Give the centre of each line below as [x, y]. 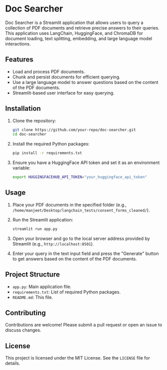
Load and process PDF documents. [49, 71]
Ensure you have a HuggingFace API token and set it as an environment [86, 162]
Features [19, 60]
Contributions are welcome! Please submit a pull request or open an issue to [84, 325]
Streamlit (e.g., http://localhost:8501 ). [53, 243]
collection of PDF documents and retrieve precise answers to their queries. [82, 27]
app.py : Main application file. [42, 286]
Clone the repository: [34, 120]
